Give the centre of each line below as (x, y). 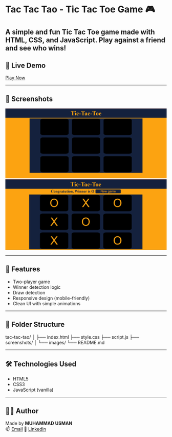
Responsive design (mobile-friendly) (51, 298)
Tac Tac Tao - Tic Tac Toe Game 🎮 (80, 10)
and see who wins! (36, 48)
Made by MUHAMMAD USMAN (39, 423)
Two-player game (31, 282)
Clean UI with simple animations (47, 303)
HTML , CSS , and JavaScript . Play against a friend (85, 40)
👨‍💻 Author (22, 411)
